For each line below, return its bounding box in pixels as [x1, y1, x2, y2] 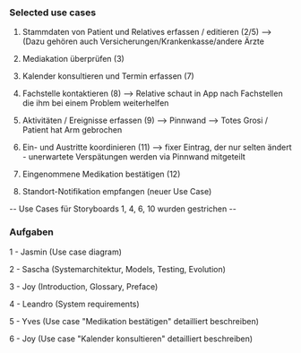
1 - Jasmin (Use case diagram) [9, 246, 123, 257]
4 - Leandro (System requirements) [9, 298, 141, 309]
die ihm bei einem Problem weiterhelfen [21, 98, 169, 108]
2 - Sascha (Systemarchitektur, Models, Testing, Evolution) [9, 263, 227, 274]
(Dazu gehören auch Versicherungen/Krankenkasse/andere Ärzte [21, 36, 264, 47]
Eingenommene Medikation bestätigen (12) [21, 168, 181, 180]
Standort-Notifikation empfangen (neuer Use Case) [21, 186, 212, 197]
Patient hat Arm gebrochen [21, 125, 123, 135]
